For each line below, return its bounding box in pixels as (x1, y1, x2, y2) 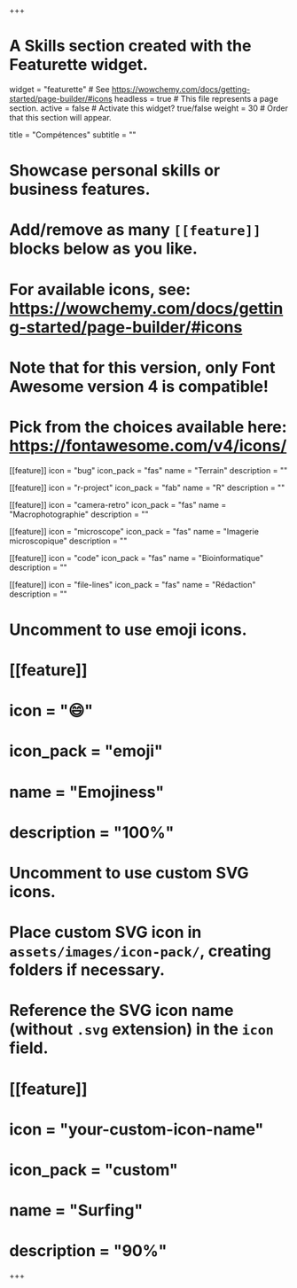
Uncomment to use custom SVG (9, 863, 249, 883)
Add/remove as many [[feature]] (9, 220, 262, 240)
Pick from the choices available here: (9, 417, 287, 437)
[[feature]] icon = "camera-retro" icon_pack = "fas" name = (9, 499, 227, 510)
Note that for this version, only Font (9, 357, 276, 378)
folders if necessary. (9, 960, 166, 980)
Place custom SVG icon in (9, 923, 202, 942)
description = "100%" (9, 822, 175, 842)
